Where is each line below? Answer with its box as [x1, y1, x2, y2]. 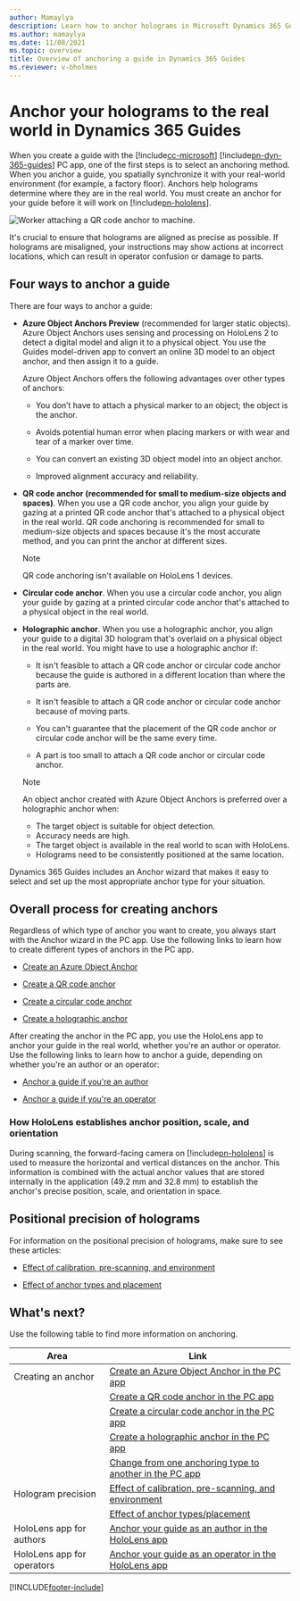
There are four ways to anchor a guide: [9, 300, 154, 311]
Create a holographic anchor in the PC [109, 1430, 271, 1443]
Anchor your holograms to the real [9, 102, 270, 121]
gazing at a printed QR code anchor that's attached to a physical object [21, 506, 285, 518]
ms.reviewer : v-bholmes [9, 63, 98, 72]
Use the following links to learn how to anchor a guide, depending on [9, 1050, 263, 1061]
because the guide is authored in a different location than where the [35, 669, 286, 680]
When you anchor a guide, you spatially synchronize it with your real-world [9, 169, 286, 179]
